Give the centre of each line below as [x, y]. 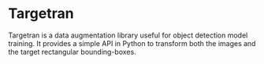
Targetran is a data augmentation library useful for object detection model [128, 35]
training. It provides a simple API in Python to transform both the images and [132, 43]
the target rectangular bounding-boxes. [72, 52]
